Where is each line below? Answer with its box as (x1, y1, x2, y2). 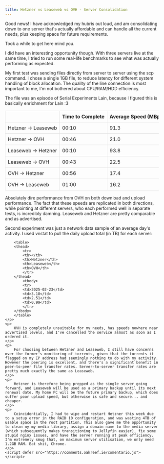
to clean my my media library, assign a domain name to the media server (5, 424, 159, 429)
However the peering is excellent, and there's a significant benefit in (5, 360, 159, 365)
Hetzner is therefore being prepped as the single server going (14, 381, 147, 386)
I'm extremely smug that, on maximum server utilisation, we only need (5, 437, 154, 442)
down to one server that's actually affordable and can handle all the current (5, 25, 157, 32)
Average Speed (109, 113, 146, 120)
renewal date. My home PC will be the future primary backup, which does (5, 390, 159, 395)
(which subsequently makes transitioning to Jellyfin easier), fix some (5, 428, 156, 434)
